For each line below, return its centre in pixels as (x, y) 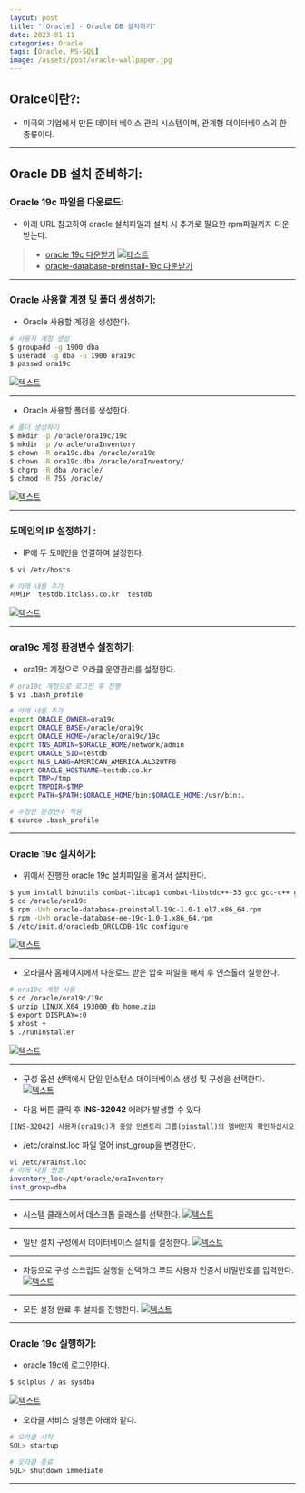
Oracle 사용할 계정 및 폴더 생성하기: (83, 300)
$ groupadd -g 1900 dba (54, 347)
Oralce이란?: (45, 100)
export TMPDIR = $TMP (46, 787)
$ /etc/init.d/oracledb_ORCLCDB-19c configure (99, 926)
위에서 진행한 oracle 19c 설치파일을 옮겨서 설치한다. (114, 876)
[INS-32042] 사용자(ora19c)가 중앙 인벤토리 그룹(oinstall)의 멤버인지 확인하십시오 (152, 1126)
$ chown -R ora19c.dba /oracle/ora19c (83, 453)
